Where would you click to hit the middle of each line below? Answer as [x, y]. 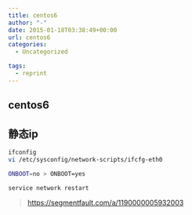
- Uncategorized [42, 52]
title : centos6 [33, 15]
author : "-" [27, 23]
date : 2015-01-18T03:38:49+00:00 [63, 30]
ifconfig [22, 152]
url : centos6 [29, 37]
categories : [27, 45]
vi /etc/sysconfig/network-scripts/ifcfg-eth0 [85, 159]
